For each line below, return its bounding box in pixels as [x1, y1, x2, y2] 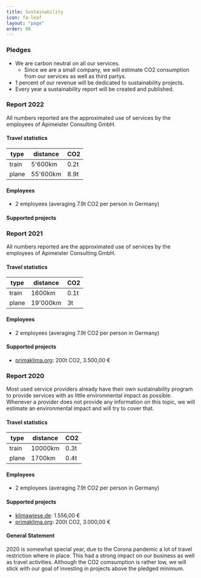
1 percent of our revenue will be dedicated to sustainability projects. [15, 79, 185, 86]
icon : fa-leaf [6, 15, 42, 21]
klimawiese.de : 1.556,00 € [15, 511, 81, 519]
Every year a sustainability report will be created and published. [15, 85, 174, 93]
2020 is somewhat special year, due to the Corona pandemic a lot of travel [6, 545, 193, 553]
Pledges [6, 46, 31, 55]
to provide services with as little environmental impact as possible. [6, 392, 173, 399]
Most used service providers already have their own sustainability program [6, 385, 193, 393]
